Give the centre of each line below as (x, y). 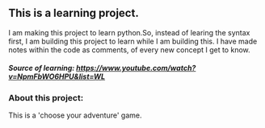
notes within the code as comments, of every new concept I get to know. (129, 50)
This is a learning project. (74, 13)
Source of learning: (42, 68)
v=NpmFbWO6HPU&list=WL (57, 76)
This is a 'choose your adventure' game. (75, 115)
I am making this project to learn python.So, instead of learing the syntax (129, 32)
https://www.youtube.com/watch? (136, 68)
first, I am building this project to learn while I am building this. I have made (133, 41)
